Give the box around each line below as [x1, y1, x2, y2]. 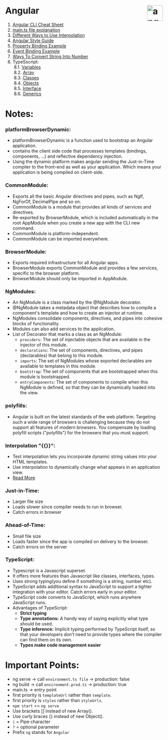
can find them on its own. [19, 636, 72, 642]
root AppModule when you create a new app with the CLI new [12, 220, 140, 226]
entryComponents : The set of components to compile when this [19, 379, 148, 385]
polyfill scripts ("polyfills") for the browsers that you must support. [12, 429, 149, 435]
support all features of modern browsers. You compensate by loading [12, 424, 156, 430]
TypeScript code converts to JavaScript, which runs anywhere [12, 594, 141, 600]
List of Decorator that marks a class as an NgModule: [12, 331, 122, 337]
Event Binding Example [12, 48, 60, 54]
